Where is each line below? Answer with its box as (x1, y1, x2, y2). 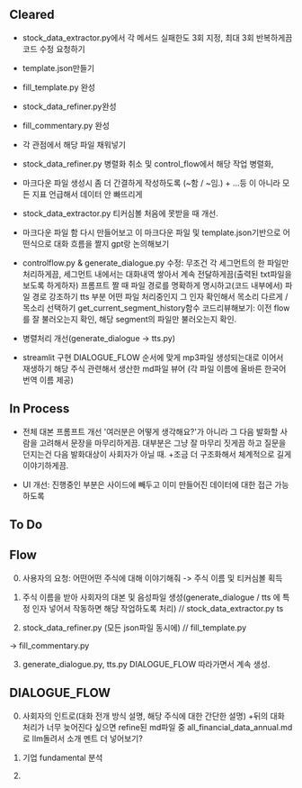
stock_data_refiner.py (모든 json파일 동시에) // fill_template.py (22, 621, 247, 633)
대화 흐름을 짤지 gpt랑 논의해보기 (53, 238, 170, 249)
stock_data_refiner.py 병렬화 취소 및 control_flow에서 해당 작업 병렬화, (22, 158, 274, 169)
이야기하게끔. (22, 459, 69, 471)
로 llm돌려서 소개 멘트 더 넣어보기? (22, 733, 144, 744)
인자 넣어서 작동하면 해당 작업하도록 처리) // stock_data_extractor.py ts (31, 602, 284, 613)
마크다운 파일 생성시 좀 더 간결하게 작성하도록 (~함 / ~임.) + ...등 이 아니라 (22, 177, 280, 188)
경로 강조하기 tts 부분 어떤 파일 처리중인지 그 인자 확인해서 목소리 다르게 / (31, 291, 289, 302)
